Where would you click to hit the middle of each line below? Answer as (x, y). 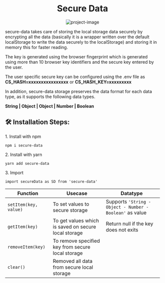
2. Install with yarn (24, 154)
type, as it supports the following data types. (50, 97)
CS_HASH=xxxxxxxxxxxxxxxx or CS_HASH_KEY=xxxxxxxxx (68, 82)
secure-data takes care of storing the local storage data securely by (74, 31)
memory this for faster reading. (37, 47)
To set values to (71, 204)
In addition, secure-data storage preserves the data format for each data (79, 91)
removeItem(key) (27, 247)
